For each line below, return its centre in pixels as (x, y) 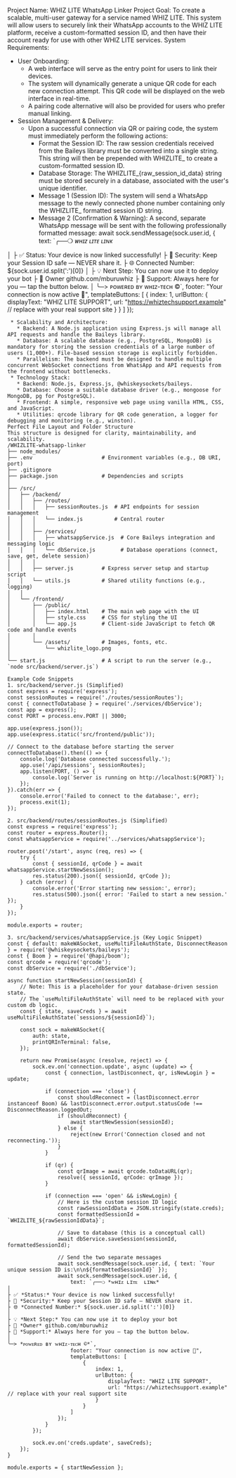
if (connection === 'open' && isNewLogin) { (111, 1196)
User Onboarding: (43, 61)
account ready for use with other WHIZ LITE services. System (97, 40)
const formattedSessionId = (98, 1214)
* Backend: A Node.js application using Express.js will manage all (119, 328)
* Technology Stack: (40, 378)
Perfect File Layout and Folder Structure (70, 427)
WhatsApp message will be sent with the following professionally (132, 225)
